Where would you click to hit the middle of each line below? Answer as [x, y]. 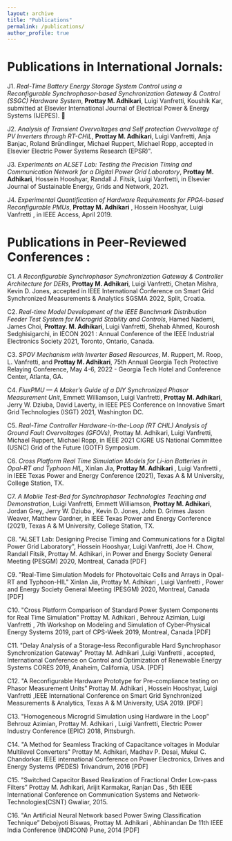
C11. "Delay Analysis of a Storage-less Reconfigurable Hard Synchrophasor [114, 646]
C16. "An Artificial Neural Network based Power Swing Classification [104, 815]
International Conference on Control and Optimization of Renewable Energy [115, 660]
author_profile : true [38, 33]
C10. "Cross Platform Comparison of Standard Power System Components [113, 610]
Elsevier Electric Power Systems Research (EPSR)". [80, 151]
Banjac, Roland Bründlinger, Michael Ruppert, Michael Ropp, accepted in [110, 144]
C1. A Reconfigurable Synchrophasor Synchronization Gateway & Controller [115, 277]
